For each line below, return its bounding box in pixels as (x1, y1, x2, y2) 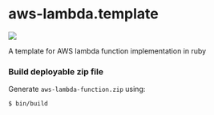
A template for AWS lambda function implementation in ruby (8, 46, 207, 56)
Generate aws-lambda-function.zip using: (8, 85, 146, 94)
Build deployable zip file (8, 65, 104, 77)
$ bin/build (8, 100, 48, 108)
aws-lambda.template (8, 5, 159, 23)
